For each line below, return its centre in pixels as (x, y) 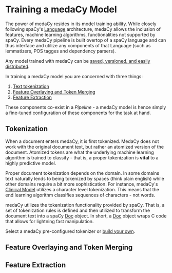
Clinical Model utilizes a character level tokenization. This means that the (82, 189)
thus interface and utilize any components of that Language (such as (78, 45)
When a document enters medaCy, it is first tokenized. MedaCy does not (82, 141)
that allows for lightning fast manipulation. (50, 221)
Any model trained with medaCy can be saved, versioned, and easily (78, 61)
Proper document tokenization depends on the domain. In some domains (82, 173)
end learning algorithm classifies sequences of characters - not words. (80, 195)
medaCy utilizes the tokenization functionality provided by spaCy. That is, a (85, 205)
